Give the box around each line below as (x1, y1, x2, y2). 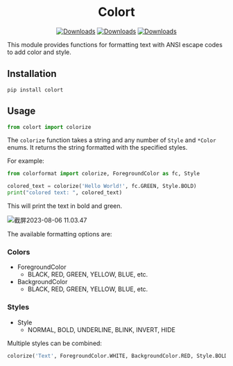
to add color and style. (7, 48, 71, 56)
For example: (7, 157, 45, 165)
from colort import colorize (7, 123, 92, 130)
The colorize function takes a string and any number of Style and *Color (7, 136, 216, 144)
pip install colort (7, 86, 64, 94)
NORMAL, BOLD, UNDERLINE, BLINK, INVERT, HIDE (27, 325, 175, 333)
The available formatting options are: (7, 230, 112, 238)
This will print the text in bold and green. (7, 202, 123, 210)
